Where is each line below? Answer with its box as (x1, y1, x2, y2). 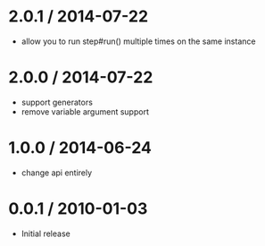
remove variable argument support (21, 106, 149, 117)
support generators (21, 97, 93, 107)
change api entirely (21, 167, 93, 178)
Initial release (21, 228, 70, 239)
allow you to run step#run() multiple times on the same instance (21, 36, 256, 47)
